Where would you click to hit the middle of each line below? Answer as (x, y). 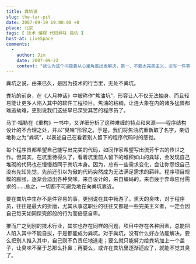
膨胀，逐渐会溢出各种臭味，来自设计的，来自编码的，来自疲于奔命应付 (100, 179)
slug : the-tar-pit (28, 17)
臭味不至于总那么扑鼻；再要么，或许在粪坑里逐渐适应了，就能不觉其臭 (106, 248)
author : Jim (31, 55)
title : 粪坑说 (22, 11)
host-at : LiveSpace (30, 39)
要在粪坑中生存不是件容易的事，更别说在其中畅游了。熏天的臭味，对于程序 (95, 199)
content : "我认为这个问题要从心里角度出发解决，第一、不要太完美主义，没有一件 (101, 66)
